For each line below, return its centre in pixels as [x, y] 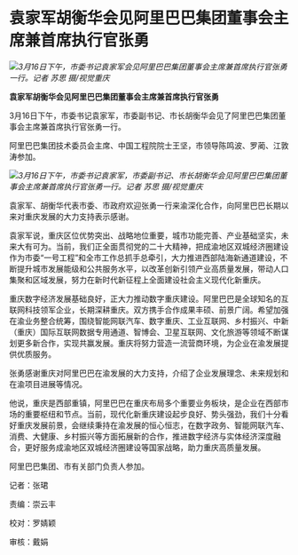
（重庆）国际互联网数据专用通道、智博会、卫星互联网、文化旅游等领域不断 [145, 332]
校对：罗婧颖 [32, 523]
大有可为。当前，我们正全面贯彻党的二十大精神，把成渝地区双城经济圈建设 [153, 246]
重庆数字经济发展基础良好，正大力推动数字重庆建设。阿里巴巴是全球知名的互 [149, 298]
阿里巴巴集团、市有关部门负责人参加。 [79, 466]
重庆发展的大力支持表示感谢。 [79, 216]
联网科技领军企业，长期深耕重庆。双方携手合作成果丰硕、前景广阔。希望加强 [149, 309]
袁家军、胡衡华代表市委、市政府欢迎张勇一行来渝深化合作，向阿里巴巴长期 [145, 205]
